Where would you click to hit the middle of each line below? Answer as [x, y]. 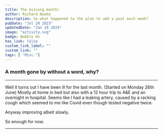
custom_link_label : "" [28, 46]
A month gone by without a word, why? [52, 72]
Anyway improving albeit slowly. [37, 112]
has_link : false [21, 41]
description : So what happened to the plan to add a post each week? [77, 19]
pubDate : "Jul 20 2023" [29, 23]
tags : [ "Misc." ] [23, 55]
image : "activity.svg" [28, 32]
